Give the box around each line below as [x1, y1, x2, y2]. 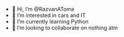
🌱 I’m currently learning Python [11, 18, 89, 25]
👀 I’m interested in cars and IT [11, 12, 86, 19]
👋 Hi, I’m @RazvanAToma [11, 6, 74, 12]
